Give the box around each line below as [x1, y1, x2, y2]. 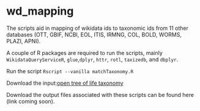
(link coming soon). [6, 98, 55, 105]
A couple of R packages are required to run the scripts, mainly [6, 49, 163, 56]
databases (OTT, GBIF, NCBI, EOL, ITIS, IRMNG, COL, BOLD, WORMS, [6, 30, 182, 38]
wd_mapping [6, 4, 74, 18]
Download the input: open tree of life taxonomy [6, 79, 124, 87]
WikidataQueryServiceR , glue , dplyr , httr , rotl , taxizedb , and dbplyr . [6, 56, 179, 63]
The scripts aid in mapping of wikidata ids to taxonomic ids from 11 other [6, 24, 188, 32]
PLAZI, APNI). [6, 37, 41, 45]
